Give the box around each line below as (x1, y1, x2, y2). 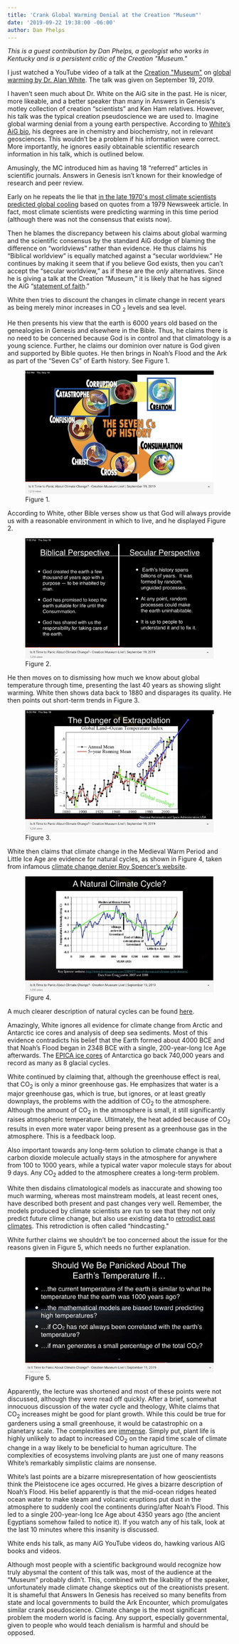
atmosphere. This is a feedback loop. (7, 1132, 116, 1141)
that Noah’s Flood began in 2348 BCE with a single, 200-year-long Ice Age (7, 1043, 226, 1052)
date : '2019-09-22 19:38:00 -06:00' (7, 18, 116, 26)
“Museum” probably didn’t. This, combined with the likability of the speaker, (7, 1575, 230, 1584)
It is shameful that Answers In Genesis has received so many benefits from (7, 1590, 227, 1599)
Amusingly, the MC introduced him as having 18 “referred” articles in (7, 164, 208, 172)
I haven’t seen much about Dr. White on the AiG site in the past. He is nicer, (7, 90, 228, 98)
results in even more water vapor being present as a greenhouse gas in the (7, 1124, 228, 1133)
